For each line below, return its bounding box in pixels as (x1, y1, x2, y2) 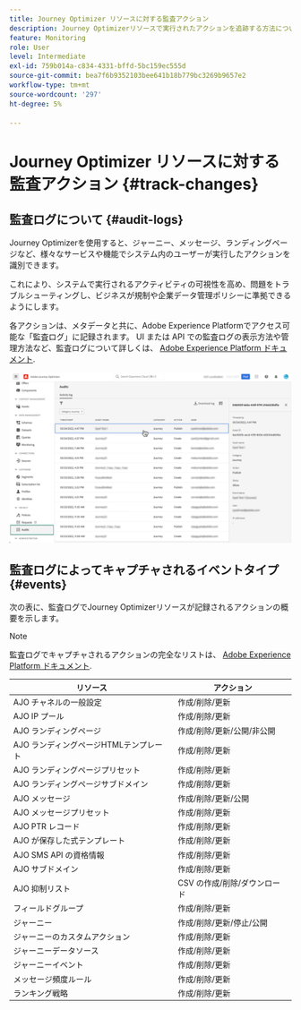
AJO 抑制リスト (13, 883, 72, 894)
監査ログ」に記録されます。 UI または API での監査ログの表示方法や (32, 331, 281, 342)
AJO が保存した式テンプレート (13, 835, 125, 846)
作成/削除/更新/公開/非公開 (177, 725, 276, 736)
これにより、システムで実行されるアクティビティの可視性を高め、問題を (9, 278, 275, 290)
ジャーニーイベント (13, 959, 84, 971)
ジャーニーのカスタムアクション (13, 931, 131, 942)
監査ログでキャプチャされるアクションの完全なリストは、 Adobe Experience (9, 649, 291, 660)
